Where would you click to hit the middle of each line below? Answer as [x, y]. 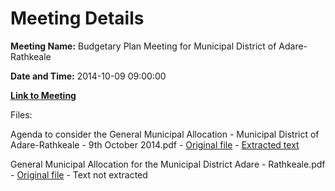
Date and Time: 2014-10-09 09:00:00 [88, 76]
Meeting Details [77, 18]
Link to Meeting [43, 95]
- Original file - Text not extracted [79, 174]
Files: [21, 114]
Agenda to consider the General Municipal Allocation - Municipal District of [165, 134]
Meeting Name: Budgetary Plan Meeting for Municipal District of [143, 46]
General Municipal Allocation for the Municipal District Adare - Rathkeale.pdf [168, 164]
